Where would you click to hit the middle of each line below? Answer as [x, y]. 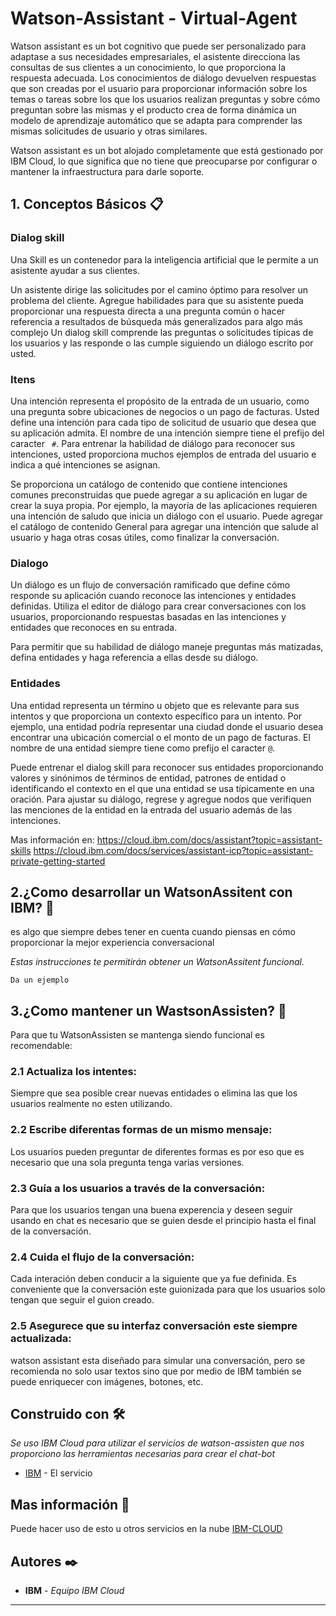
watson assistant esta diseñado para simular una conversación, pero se [158, 1360]
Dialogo [29, 563]
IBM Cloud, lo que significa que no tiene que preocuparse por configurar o [164, 161]
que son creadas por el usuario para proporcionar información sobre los [159, 88]
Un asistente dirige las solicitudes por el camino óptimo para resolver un [159, 289]
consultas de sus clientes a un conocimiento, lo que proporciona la [148, 67]
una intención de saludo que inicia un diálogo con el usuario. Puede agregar [167, 516]
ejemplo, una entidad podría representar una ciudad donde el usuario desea [167, 726]
